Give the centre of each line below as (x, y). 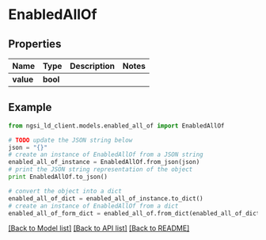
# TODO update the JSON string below (70, 140)
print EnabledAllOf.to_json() (58, 177)
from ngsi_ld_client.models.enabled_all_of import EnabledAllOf (116, 126)
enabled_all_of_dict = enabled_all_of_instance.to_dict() (106, 198)
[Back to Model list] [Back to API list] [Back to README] (99, 228)
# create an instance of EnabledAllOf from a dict (93, 206)
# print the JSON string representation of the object (101, 170)
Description (92, 66)
